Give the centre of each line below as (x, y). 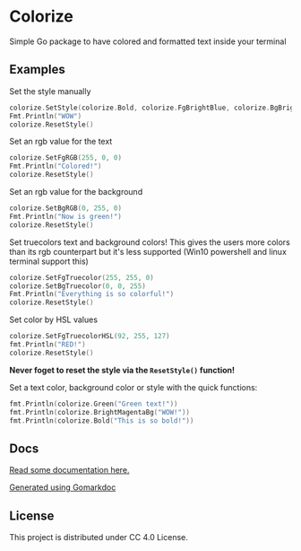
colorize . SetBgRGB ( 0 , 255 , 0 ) (66, 208)
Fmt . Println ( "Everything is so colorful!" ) (92, 294)
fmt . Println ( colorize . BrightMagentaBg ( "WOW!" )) (100, 412)
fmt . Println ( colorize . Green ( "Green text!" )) (94, 404)
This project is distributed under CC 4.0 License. (99, 537)
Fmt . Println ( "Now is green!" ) (66, 216)
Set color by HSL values (54, 319)
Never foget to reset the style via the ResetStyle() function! (122, 370)
